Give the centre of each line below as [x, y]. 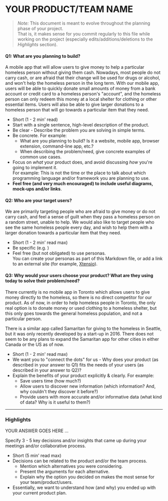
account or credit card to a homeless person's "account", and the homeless [83, 94]
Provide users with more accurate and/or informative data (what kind [91, 397]
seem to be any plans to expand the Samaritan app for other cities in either [82, 339]
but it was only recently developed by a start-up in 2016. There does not [79, 334]
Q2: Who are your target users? [39, 200]
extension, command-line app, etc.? [57, 146]
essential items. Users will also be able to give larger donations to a [74, 104]
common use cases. [40, 157]
